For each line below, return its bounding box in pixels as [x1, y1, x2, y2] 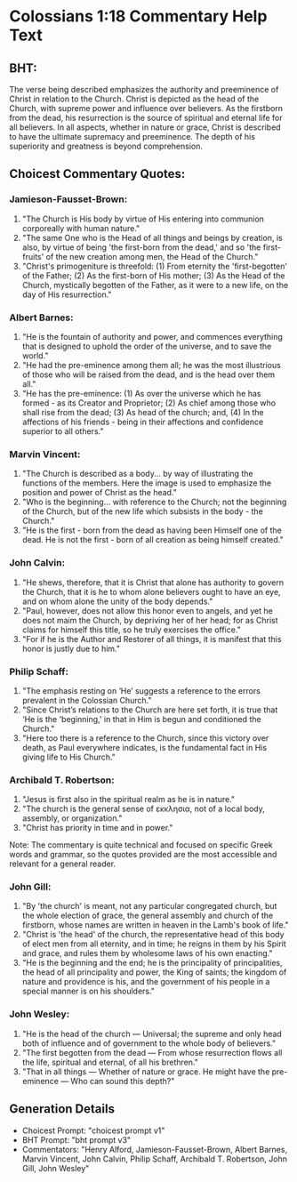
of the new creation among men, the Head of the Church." [45, 251, 259, 261]
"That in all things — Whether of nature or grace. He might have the [21, 1065, 270, 1077]
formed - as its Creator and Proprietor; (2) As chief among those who [21, 398, 277, 408]
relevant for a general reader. [9, 858, 116, 869]
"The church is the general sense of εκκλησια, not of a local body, [21, 803, 265, 815]
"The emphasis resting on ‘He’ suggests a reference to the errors [21, 685, 261, 696]
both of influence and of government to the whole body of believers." [21, 1038, 277, 1049]
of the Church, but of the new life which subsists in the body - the [21, 506, 264, 517]
